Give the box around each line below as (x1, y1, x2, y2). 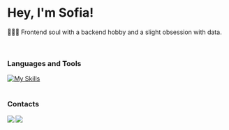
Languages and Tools (7, 58, 82, 68)
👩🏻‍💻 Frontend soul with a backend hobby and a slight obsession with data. (7, 28, 222, 36)
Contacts (7, 99, 40, 109)
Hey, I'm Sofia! (7, 5, 94, 21)
